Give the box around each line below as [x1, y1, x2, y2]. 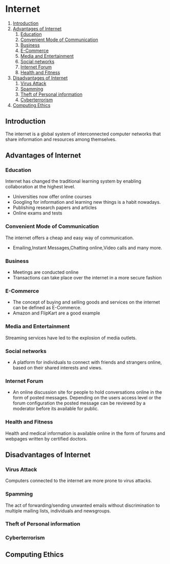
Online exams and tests [12, 210, 62, 216]
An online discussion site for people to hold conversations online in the [12, 389, 162, 395]
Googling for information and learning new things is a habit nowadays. [12, 199, 161, 205]
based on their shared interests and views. [12, 364, 103, 371]
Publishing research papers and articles [12, 204, 97, 211]
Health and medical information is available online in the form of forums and [5, 430, 165, 436]
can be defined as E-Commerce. [12, 305, 82, 311]
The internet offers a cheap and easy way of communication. [5, 235, 134, 241]
